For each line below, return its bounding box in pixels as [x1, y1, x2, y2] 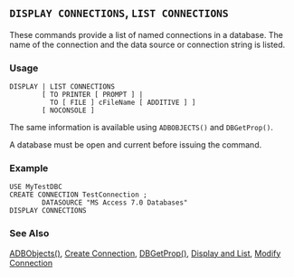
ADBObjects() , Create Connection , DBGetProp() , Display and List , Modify [9, 247, 281, 259]
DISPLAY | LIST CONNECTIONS [9, 82, 116, 91]
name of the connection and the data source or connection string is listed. [9, 39, 286, 50]
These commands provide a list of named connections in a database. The [9, 29, 283, 40]
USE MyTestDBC [9, 183, 63, 192]
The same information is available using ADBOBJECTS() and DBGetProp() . [9, 122, 273, 133]
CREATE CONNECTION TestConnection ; [9, 190, 147, 200]
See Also [9, 227, 50, 240]
